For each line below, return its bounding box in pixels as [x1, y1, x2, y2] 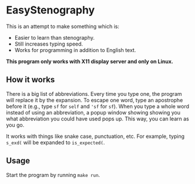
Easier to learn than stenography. [14, 34, 95, 41]
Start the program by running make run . [6, 171, 101, 178]
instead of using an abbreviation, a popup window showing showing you [6, 109, 180, 116]
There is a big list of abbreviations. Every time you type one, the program [6, 90, 183, 97]
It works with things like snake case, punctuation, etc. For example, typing [6, 133, 185, 140]
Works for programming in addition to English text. [14, 46, 136, 53]
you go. [6, 121, 25, 129]
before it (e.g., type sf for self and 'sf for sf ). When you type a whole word [6, 103, 189, 110]
